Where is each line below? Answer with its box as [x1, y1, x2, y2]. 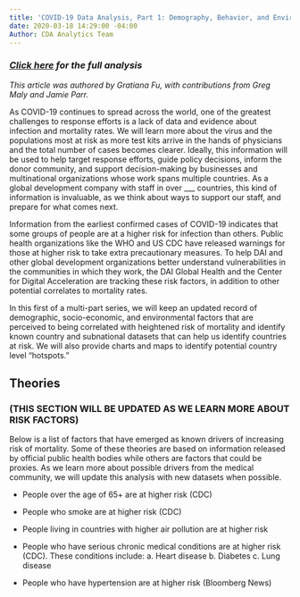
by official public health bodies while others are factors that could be [9, 453, 262, 464]
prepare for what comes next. [9, 201, 119, 212]
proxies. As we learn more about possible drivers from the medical [9, 462, 254, 474]
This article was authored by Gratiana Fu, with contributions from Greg [9, 80, 271, 90]
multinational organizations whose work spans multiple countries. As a [9, 172, 269, 183]
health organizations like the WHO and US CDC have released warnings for [9, 238, 286, 248]
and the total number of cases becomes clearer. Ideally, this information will [9, 144, 288, 155]
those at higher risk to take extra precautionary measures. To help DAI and [9, 247, 283, 257]
